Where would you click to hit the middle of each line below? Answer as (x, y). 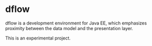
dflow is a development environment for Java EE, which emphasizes (76, 23)
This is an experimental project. (38, 38)
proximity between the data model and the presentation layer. (69, 28)
